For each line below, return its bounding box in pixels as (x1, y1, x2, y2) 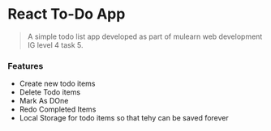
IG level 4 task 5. (27, 40, 84, 49)
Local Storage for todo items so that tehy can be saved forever (19, 113, 229, 123)
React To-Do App (7, 5, 126, 23)
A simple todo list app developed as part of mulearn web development (27, 32, 263, 41)
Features (7, 60, 44, 71)
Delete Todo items (19, 87, 81, 97)
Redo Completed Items (19, 104, 97, 114)
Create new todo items (19, 78, 96, 89)
